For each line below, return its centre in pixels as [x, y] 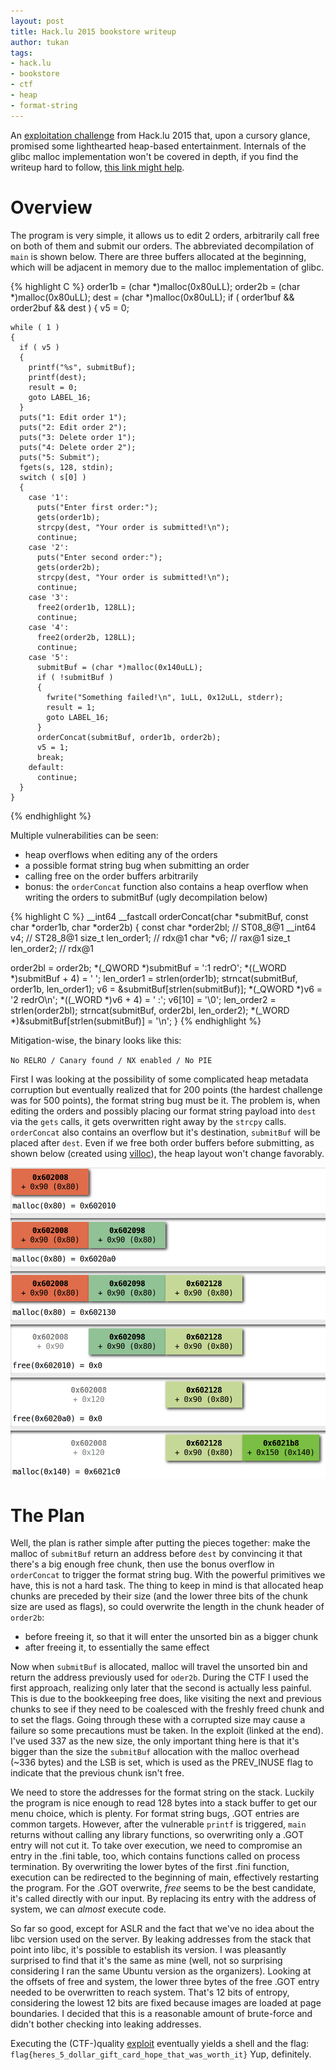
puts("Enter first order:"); [97, 507]
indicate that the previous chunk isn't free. [97, 1773]
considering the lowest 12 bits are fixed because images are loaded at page [166, 2003]
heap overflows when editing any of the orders [121, 854]
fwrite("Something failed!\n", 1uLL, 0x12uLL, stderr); [165, 697]
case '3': [49, 597]
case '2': [49, 547]
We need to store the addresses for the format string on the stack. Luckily [162, 1792]
